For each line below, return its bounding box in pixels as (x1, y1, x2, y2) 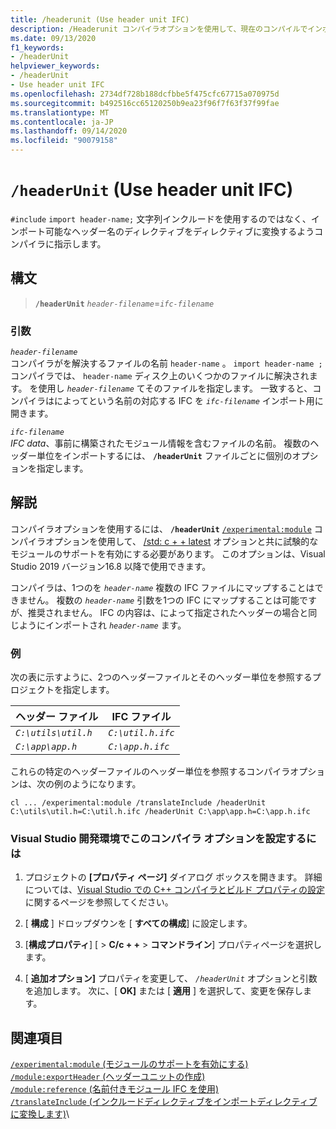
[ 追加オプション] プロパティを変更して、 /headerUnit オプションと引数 (24, 972, 318, 985)
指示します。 (53, 237, 107, 250)
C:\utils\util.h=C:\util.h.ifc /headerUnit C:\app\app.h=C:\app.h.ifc (10, 807, 311, 817)
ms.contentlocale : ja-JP (10, 117, 114, 127)
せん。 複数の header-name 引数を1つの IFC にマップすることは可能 (27, 594, 300, 606)
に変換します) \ (10, 1108, 70, 1120)
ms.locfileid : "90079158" (10, 136, 118, 146)
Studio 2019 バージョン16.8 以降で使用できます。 (10, 560, 212, 572)
